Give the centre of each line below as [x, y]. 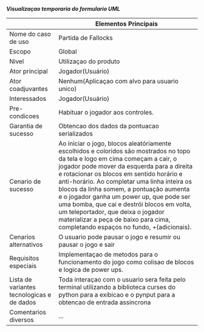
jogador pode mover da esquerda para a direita [126, 166]
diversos [22, 320]
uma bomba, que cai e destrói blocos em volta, [125, 204]
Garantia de [26, 126]
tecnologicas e [30, 295]
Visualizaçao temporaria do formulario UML [63, 9]
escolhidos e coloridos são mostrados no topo [124, 151]
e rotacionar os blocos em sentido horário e [121, 174]
